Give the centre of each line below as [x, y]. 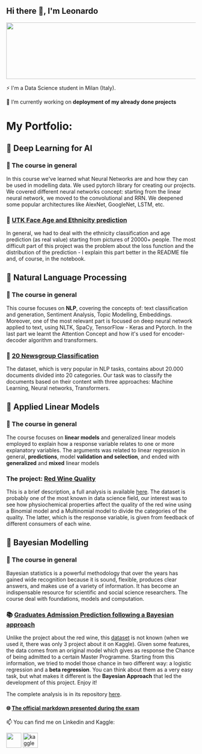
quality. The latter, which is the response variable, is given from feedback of [100, 517]
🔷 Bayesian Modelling [47, 543]
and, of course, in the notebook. [46, 258]
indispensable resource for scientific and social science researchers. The [97, 592]
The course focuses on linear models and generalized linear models [91, 437]
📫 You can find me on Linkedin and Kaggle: [61, 722]
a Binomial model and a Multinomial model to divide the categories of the [96, 511]
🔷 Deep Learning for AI [49, 148]
